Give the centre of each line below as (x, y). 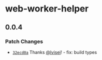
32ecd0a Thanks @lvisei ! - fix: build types (55, 52)
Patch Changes (24, 41)
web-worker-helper (47, 9)
